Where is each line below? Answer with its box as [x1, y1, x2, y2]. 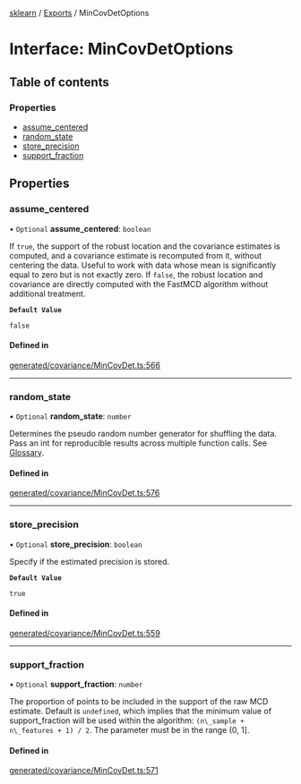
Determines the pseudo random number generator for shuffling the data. [9, 429, 278, 439]
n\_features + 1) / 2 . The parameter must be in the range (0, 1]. [9, 725, 250, 736]
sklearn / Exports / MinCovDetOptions [9, 8, 150, 18]
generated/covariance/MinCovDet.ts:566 [9, 360, 161, 371]
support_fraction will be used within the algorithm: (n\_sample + [9, 715, 245, 726]
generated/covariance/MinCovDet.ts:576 [9, 488, 160, 499]
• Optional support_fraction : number [9, 679, 143, 690]
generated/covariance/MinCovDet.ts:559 [9, 627, 161, 638]
